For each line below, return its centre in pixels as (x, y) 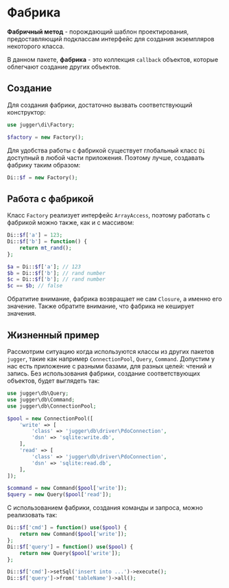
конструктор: (26, 112)
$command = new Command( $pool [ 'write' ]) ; (67, 489)
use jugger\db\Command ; (41, 399)
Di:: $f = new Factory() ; (43, 177)
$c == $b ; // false (35, 286)
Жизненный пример (53, 335)
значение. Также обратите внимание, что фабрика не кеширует (100, 306)
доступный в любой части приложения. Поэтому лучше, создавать (106, 157)
